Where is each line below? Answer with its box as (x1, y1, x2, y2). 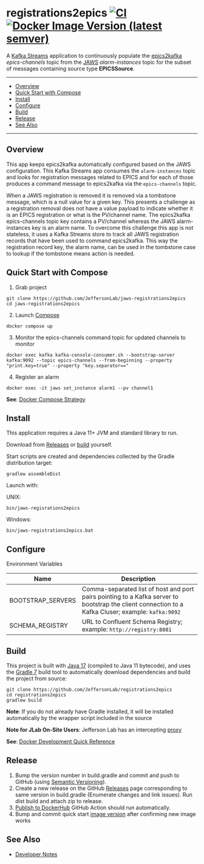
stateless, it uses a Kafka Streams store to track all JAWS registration (6, 230, 179, 238)
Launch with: (6, 482, 39, 489)
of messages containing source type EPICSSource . (6, 64, 135, 72)
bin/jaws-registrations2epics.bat (6, 527, 94, 534)
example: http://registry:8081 (81, 625, 172, 634)
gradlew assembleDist (6, 471, 61, 477)
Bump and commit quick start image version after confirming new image (15, 810, 196, 817)
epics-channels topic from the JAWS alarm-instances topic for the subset (6, 58, 191, 66)
